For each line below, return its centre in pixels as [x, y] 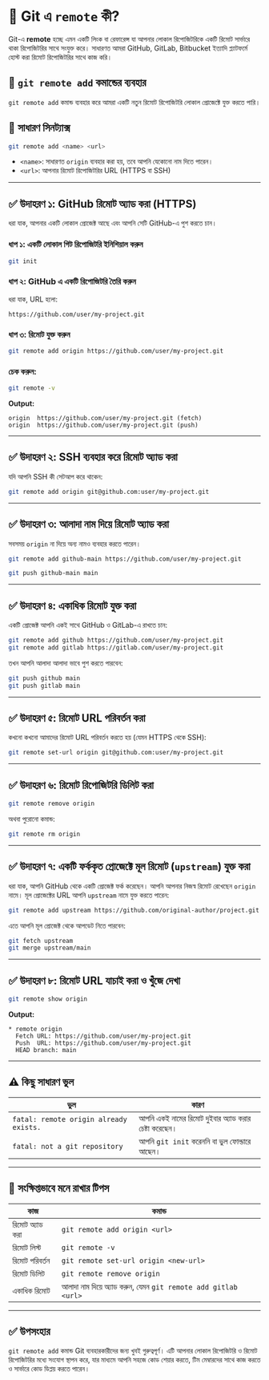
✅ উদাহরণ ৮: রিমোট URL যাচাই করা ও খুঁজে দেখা [94, 980]
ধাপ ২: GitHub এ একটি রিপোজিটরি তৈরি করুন [72, 281]
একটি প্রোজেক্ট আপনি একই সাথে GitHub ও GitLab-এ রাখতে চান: [88, 625]
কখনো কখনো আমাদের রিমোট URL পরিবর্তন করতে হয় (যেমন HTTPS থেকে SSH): [107, 738]
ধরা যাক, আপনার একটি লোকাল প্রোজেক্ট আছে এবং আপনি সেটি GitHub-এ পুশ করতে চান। [113, 223]
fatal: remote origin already [70, 1119]
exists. [27, 1127]
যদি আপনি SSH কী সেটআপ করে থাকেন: [56, 476]
